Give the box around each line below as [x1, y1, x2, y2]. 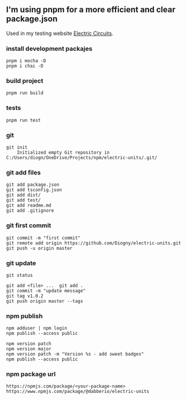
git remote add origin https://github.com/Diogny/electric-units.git [6, 240, 182, 246]
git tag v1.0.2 [6, 293, 44, 299]
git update [6, 259, 37, 267]
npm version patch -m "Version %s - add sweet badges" [6, 351, 144, 357]
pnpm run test [6, 117, 41, 123]
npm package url [6, 370, 56, 378]
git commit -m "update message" [6, 288, 86, 293]
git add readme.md [6, 202, 51, 209]
